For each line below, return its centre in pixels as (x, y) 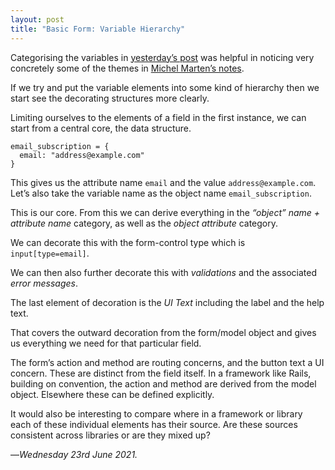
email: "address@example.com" (82, 155)
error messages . (44, 283)
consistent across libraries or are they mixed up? (110, 435)
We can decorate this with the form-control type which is (128, 242)
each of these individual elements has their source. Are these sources (154, 424)
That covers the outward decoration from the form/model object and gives (163, 332)
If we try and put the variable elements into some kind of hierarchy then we (165, 87)
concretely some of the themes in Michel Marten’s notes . (127, 68)
